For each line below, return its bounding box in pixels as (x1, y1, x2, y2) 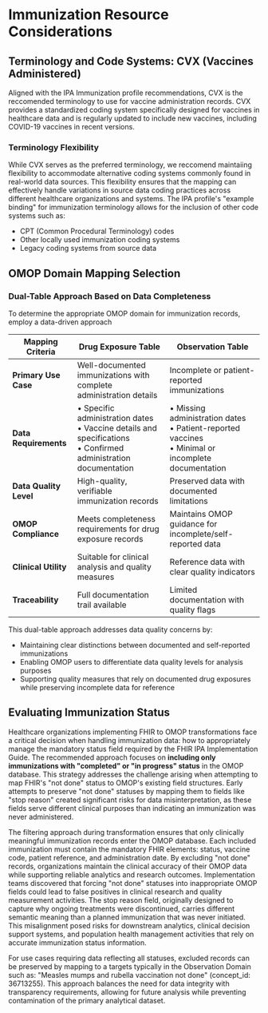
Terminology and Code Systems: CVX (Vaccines (8, 54, 254, 68)
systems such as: (8, 211, 66, 220)
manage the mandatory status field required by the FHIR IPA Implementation (8, 744, 258, 753)
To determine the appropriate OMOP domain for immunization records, (8, 308, 241, 318)
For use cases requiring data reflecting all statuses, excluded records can (8, 953, 250, 963)
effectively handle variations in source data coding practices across (8, 185, 231, 195)
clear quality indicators (169, 566, 255, 577)
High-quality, (77, 475, 128, 487)
